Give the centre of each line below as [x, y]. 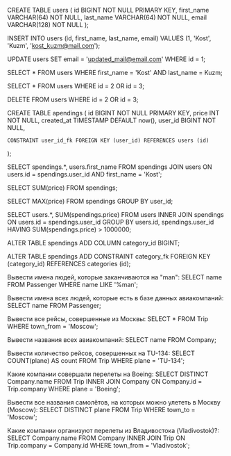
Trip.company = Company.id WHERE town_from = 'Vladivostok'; [99, 445]
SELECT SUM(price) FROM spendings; [62, 188]
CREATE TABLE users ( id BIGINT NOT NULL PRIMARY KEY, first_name [108, 10]
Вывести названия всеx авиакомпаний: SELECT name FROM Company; [112, 340]
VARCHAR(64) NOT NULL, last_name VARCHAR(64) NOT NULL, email [107, 17]
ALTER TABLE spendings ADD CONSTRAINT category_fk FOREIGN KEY [109, 256]
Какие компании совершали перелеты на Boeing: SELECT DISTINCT [108, 374]
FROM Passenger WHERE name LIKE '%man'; [73, 285]
